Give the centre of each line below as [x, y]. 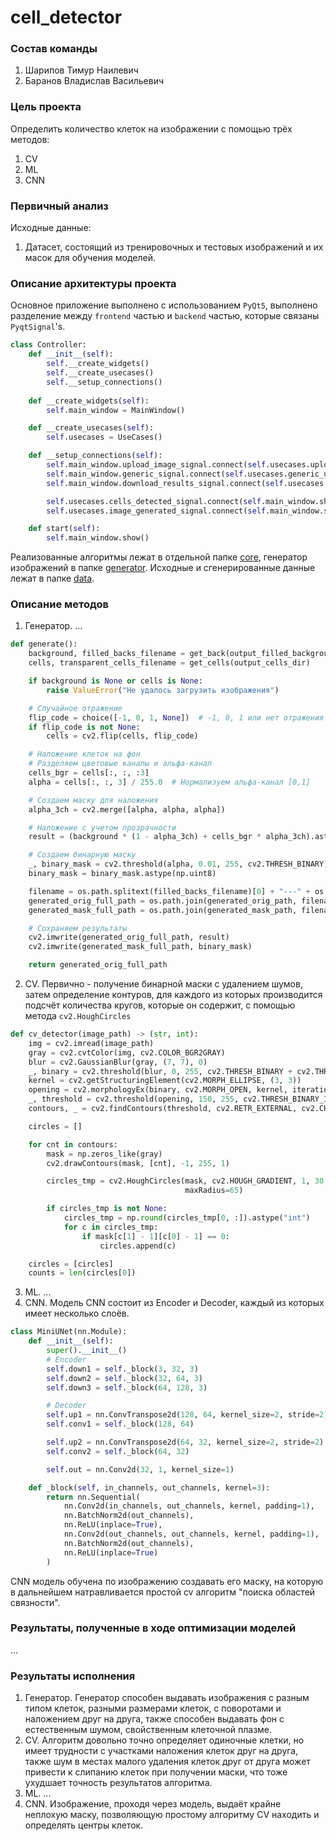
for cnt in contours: [73, 1144]
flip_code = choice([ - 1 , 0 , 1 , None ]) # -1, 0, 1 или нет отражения [176, 717]
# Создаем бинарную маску [82, 855]
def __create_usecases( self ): [91, 428]
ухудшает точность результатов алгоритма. [118, 1783]
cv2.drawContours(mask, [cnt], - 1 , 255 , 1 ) [138, 1163]
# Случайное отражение [75, 708]
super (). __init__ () [87, 1351]
